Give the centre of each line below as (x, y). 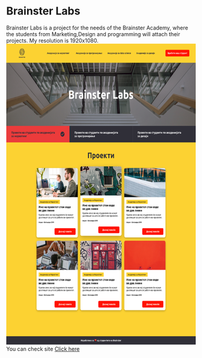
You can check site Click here (43, 349)
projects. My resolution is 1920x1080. (52, 40)
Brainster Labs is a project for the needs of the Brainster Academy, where (97, 28)
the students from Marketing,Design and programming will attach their (93, 34)
